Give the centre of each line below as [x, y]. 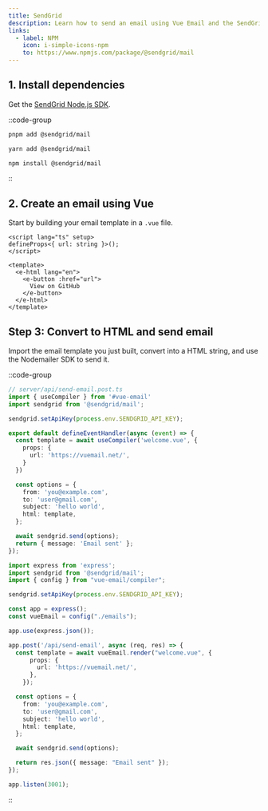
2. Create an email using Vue [81, 203]
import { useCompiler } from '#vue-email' [80, 397]
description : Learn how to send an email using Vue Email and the [121, 23]
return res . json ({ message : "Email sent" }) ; [93, 763]
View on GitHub [55, 287]
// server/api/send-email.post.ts [66, 390]
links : [19, 30]
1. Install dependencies [67, 85]
